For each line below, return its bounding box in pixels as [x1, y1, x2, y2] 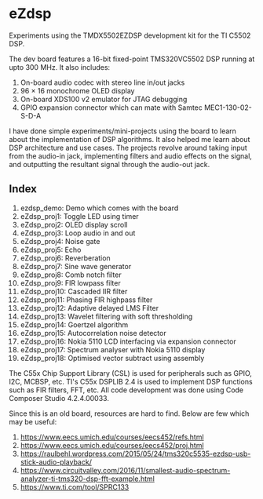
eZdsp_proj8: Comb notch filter [20, 270, 122, 279]
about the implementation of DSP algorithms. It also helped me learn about [9, 134, 250, 144]
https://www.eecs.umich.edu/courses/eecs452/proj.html [20, 440, 204, 450]
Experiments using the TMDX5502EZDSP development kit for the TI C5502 [9, 31, 251, 40]
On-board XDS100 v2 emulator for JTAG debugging [20, 94, 188, 104]
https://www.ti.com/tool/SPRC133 [20, 482, 130, 491]
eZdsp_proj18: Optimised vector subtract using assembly [20, 353, 205, 362]
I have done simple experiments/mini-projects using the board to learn [9, 126, 236, 136]
